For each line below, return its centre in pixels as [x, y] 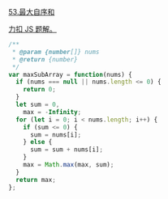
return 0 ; [40, 90]
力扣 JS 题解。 [32, 29]
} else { [38, 142]
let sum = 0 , [38, 104]
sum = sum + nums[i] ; [67, 150]
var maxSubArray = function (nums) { [70, 74]
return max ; [36, 180]
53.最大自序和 [32, 12]
